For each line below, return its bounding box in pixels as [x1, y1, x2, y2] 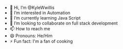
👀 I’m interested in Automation [9, 10, 71, 16]
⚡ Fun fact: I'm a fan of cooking [9, 38, 73, 44]
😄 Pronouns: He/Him [9, 33, 53, 39]
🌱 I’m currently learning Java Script [9, 15, 81, 21]
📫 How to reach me [9, 26, 50, 31]
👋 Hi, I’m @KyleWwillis [9, 5, 55, 10]
